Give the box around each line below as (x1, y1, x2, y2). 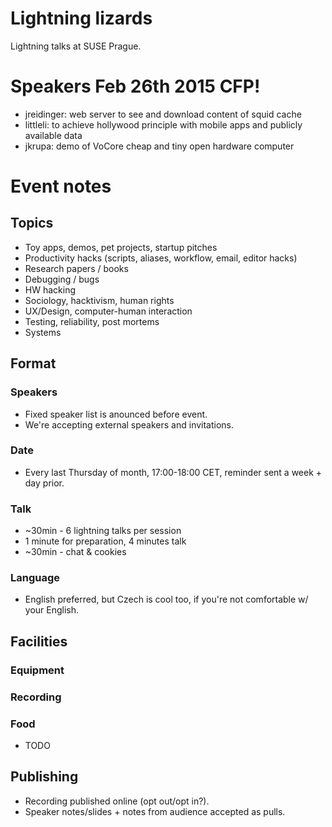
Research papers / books (24, 262, 129, 274)
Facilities (10, 633, 68, 650)
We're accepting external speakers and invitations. (24, 418, 235, 431)
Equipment (10, 663, 65, 677)
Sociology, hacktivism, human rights (24, 294, 175, 306)
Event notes (10, 175, 112, 198)
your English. (24, 604, 80, 616)
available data (24, 129, 83, 141)
